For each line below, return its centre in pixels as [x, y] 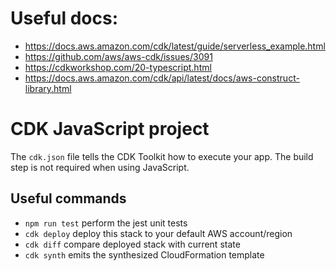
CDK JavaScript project [110, 129]
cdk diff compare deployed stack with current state [132, 244]
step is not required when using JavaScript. [100, 167]
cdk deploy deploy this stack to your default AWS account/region [158, 233]
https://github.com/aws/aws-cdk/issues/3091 [118, 56]
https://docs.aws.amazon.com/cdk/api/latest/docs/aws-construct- [162, 78]
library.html [48, 88]
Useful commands [68, 198]
